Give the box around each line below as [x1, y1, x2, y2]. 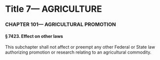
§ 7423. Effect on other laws [5, 33, 63, 39]
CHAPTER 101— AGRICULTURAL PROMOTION [5, 21, 116, 28]
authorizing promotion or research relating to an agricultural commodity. [5, 49, 152, 55]
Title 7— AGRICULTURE [5, 3, 102, 15]
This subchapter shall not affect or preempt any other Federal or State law [5, 44, 155, 50]
